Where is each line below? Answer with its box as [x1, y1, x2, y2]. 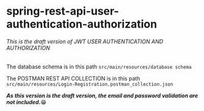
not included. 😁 [6, 99, 47, 106]
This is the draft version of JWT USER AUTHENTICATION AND [6, 38, 164, 45]
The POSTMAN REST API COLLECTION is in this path [6, 75, 140, 82]
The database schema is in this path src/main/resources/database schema [6, 63, 192, 71]
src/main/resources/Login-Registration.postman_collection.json [6, 81, 173, 88]
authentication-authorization [6, 17, 158, 31]
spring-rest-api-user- [6, 4, 119, 18]
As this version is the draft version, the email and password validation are [6, 92, 199, 99]
